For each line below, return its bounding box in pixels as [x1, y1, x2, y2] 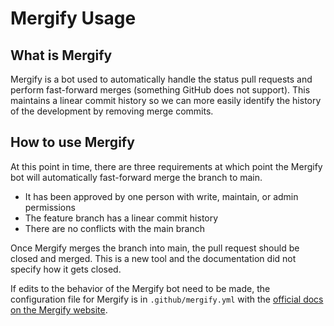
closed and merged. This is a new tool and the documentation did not [10, 252, 297, 264]
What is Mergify [10, 47, 113, 64]
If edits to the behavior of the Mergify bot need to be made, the [10, 282, 271, 294]
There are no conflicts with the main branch [24, 222, 205, 234]
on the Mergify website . [10, 303, 108, 316]
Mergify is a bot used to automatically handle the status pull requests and [10, 73, 313, 85]
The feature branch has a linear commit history [24, 212, 219, 224]
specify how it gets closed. [10, 263, 122, 275]
